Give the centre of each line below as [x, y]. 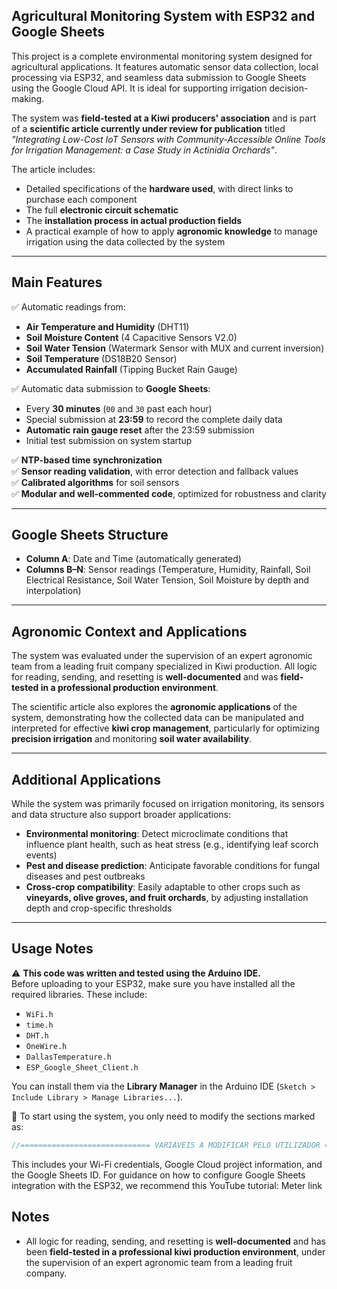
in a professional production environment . [129, 688]
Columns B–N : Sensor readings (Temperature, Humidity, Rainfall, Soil [168, 570]
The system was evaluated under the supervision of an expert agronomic [162, 656]
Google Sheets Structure [90, 535]
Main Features [57, 282]
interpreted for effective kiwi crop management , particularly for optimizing [165, 728]
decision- [289, 88]
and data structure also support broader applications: [121, 815]
